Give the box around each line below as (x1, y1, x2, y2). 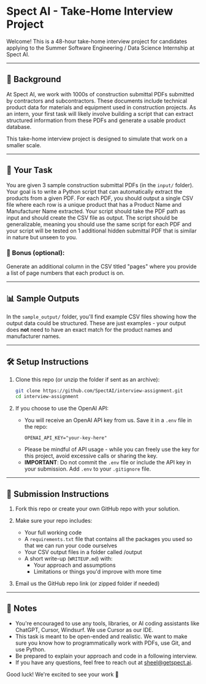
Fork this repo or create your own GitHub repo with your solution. (15, 505, 180, 513)
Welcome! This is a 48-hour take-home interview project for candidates (6, 37, 188, 45)
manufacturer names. (6, 332, 61, 340)
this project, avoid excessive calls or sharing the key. (24, 452, 158, 459)
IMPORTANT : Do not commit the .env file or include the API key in (24, 459, 191, 466)
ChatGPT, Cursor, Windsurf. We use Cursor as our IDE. (15, 626, 154, 633)
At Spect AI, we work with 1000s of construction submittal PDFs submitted (6, 90, 194, 98)
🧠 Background (6, 74, 61, 85)
